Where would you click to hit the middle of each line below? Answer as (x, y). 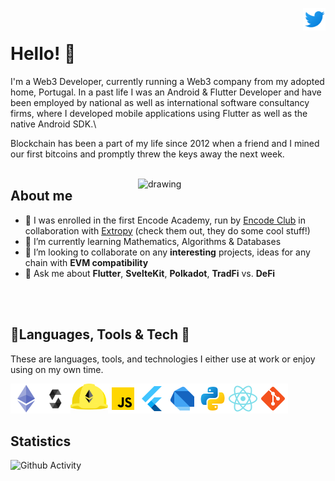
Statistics (41, 441)
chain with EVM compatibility (86, 262)
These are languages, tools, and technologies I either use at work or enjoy (163, 359)
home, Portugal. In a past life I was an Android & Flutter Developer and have (166, 92)
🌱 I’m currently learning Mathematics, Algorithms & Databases (153, 241)
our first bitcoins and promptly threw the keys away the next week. (147, 154)
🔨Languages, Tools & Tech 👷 (100, 334)
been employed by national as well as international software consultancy (160, 102)
